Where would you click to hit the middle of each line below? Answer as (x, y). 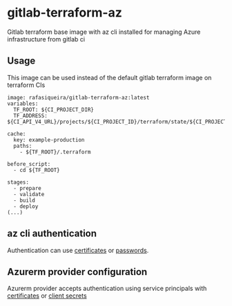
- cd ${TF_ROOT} (37, 170)
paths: (23, 146)
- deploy (26, 206)
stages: (18, 182)
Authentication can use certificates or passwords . (78, 250)
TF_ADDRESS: (31, 115)
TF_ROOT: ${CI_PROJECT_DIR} (54, 109)
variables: (23, 104)
